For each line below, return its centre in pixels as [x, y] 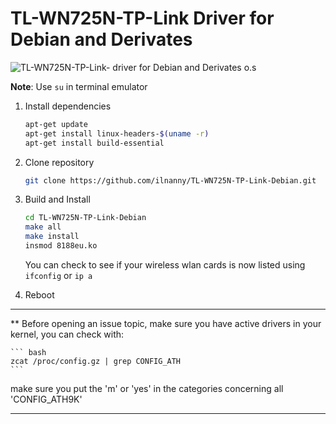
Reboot [39, 294]
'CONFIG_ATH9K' [46, 399]
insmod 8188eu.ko [61, 246]
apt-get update [56, 124]
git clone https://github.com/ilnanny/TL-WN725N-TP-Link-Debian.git [170, 180]
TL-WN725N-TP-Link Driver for [142, 18]
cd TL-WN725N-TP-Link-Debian [85, 218]
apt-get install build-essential [94, 143]
